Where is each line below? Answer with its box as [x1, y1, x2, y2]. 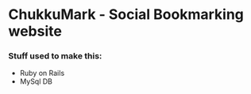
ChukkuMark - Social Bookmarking [8, 6, 245, 24]
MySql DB [19, 77, 53, 86]
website [8, 22, 62, 40]
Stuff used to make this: [8, 51, 102, 62]
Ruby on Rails [19, 69, 65, 78]
